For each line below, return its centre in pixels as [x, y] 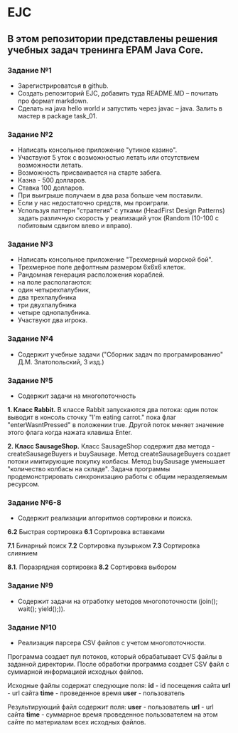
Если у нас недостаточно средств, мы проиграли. [93, 203]
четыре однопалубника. [54, 313]
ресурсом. [24, 484]
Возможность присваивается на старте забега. [90, 173]
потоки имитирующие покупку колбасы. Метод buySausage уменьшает [117, 461]
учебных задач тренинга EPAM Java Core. [106, 50]
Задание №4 [31, 339]
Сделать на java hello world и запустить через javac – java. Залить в [120, 108]
